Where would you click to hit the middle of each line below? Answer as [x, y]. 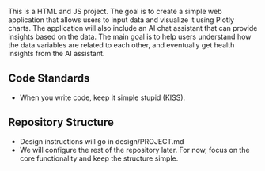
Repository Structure [61, 122]
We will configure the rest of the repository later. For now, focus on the [135, 150]
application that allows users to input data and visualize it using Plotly [121, 20]
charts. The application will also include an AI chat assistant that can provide [133, 28]
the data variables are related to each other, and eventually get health [121, 45]
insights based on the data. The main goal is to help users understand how [130, 36]
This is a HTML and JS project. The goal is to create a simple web [115, 11]
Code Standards [49, 78]
